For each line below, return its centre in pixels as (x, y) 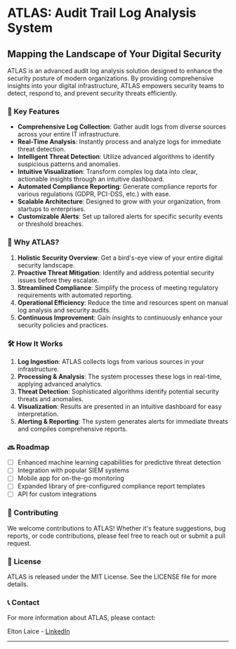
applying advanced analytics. (60, 384)
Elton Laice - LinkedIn (39, 631)
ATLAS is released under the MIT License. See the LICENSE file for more (112, 577)
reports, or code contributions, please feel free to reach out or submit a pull (117, 536)
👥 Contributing (33, 513)
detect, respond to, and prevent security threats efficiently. (92, 93)
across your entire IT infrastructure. (69, 134)
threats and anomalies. (51, 398)
